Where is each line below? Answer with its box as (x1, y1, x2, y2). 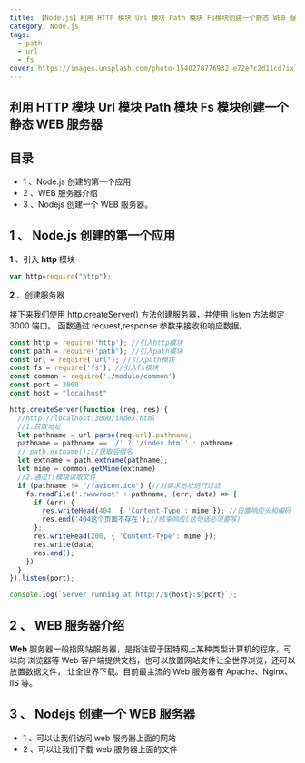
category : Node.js (9, 22, 79, 31)
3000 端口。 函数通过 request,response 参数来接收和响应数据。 (9, 319, 248, 331)
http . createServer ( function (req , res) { (9, 405, 169, 414)
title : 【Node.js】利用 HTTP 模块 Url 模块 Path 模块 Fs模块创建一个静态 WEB (9, 13, 286, 23)
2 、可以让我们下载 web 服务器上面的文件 (22, 743, 179, 754)
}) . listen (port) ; (9, 573, 75, 583)
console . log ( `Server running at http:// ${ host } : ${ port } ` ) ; (9, 591, 238, 600)
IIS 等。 (9, 677, 38, 688)
